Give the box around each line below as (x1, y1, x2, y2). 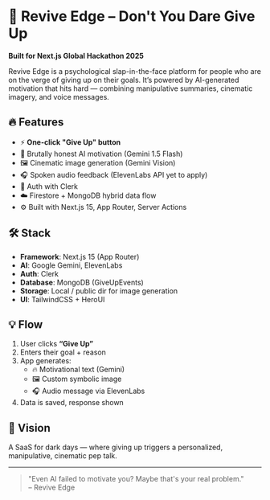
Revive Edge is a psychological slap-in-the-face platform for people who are (8, 66, 261, 76)
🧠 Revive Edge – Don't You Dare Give (8, 7, 256, 26)
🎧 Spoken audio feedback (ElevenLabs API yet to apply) (19, 170, 208, 179)
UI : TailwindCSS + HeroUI (19, 294, 105, 304)
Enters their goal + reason (19, 347, 107, 357)
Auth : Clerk (19, 268, 59, 278)
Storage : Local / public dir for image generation (19, 285, 178, 296)
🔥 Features (8, 116, 64, 129)
